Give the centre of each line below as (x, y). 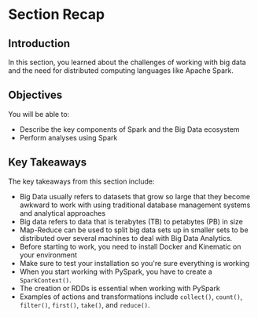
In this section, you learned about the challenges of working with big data (127, 62)
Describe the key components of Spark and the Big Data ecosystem (129, 129)
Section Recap (56, 15)
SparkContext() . (46, 279)
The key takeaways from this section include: (81, 181)
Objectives (35, 95)
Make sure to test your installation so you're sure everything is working (135, 263)
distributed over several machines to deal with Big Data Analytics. (126, 238)
